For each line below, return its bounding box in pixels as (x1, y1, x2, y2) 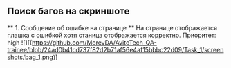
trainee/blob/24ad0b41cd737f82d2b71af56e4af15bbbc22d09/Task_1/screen (7, 45, 224, 54)
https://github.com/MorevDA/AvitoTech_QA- (31, 38, 157, 47)
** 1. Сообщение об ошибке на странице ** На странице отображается (7, 23, 218, 32)
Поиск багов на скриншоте (7, 5, 130, 17)
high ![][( (7, 38, 33, 47)
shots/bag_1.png (7, 53, 54, 61)
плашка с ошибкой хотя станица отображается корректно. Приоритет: (7, 31, 216, 39)
